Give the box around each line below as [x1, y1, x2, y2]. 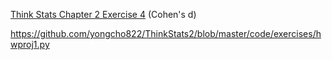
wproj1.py [10, 39, 50, 50]
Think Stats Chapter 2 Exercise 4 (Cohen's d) [10, 9, 197, 20]
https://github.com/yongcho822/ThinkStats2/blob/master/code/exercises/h [10, 28, 322, 39]
